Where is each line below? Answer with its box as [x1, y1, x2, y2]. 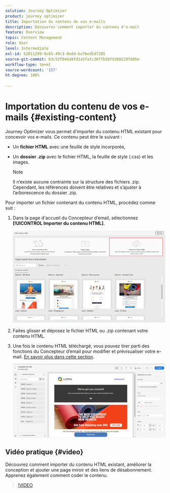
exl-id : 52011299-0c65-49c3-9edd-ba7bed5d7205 [5, 51, 106, 56]
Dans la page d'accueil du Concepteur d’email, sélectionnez [12, 215, 139, 221]
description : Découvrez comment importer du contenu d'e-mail [5, 24, 140, 30]
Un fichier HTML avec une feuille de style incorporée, [12, 143, 126, 150]
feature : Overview [5, 30, 44, 35]
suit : [5, 204, 16, 211]
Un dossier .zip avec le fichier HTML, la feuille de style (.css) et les [12, 153, 153, 160]
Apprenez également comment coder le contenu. [5, 472, 108, 478]
